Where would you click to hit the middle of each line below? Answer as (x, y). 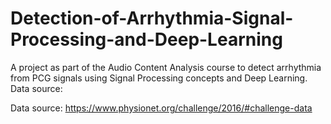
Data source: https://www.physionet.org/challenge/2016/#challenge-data (161, 108)
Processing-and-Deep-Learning (146, 39)
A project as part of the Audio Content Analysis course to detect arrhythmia (166, 67)
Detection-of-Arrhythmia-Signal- (152, 18)
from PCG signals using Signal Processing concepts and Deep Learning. (159, 78)
